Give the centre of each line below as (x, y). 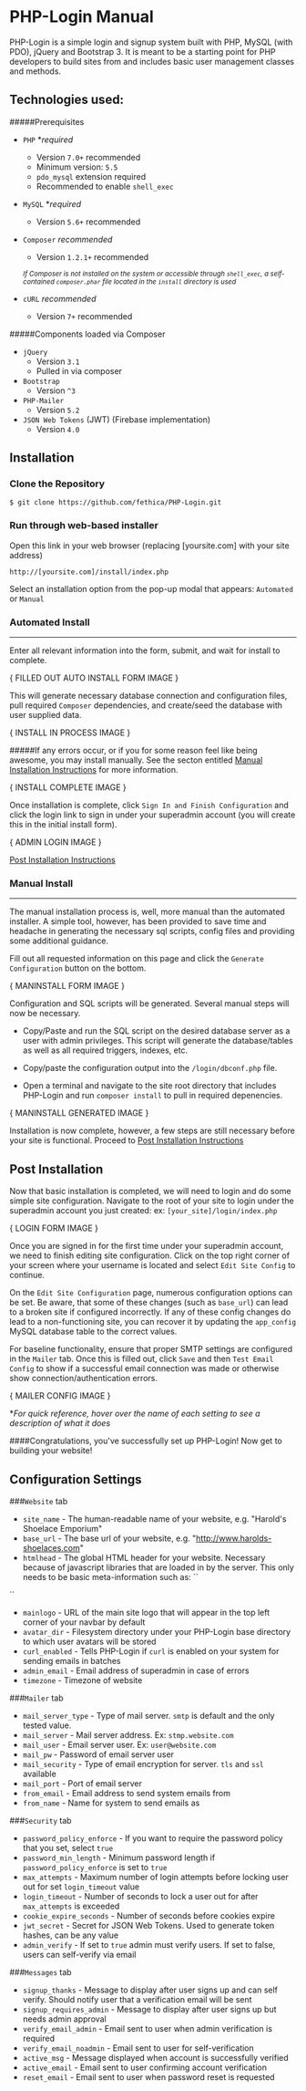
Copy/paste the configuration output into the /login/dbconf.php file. (150, 1068)
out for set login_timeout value (81, 1887)
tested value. (47, 1725)
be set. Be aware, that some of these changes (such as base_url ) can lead (149, 1303)
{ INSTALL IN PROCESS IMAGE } (70, 733)
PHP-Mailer (43, 401)
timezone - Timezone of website (82, 1680)
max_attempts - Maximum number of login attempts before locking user (155, 1877)
